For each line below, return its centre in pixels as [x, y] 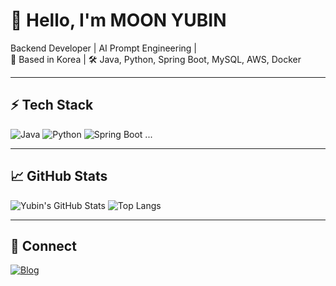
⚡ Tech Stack [52, 105]
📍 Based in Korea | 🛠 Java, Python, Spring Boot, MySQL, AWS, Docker [156, 59]
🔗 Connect [43, 245]
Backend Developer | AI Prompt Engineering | [103, 48]
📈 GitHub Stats [59, 176]
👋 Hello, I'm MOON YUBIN [118, 20]
